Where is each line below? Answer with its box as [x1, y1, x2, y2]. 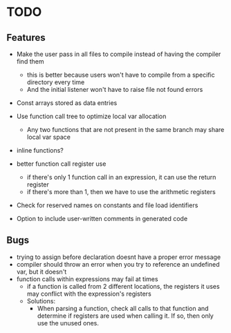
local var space [26, 133, 71, 141]
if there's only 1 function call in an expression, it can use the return [26, 173, 216, 181]
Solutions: [26, 296, 56, 305]
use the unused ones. [37, 318, 100, 327]
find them [16, 57, 44, 66]
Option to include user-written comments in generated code [16, 215, 188, 222]
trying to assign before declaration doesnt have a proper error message [16, 253, 221, 261]
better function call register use [16, 160, 107, 168]
